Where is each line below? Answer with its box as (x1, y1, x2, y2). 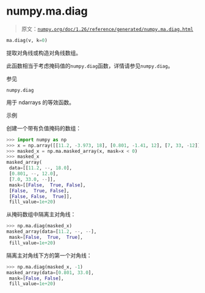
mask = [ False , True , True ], (9, 235, 84, 241)
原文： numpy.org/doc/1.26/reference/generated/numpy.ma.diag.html (21, 25, 193, 32)
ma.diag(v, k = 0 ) (6, 37, 48, 43)
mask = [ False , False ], (9, 275, 64, 281)
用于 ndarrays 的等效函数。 (6, 99, 75, 106)
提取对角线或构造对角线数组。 (6, 49, 81, 56)
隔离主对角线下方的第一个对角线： (6, 252, 92, 259)
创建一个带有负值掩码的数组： (6, 124, 81, 132)
